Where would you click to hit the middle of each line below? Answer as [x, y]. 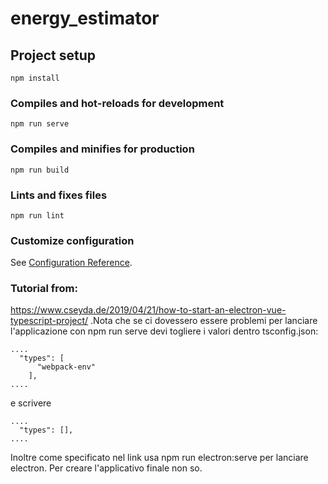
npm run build [40, 170]
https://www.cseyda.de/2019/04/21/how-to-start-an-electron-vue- [148, 310]
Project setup [53, 55]
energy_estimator [85, 18]
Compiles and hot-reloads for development [117, 103]
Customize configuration [72, 240]
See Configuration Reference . [71, 263]
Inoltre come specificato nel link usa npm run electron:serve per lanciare [159, 458]
